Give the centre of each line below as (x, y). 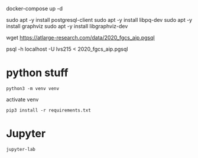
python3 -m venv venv (33, 88)
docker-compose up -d (35, 9)
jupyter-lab (21, 149)
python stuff (37, 73)
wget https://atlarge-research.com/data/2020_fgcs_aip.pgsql (80, 37)
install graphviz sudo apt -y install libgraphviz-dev (67, 26)
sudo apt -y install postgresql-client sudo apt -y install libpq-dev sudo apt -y (99, 20)
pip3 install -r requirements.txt (49, 110)
